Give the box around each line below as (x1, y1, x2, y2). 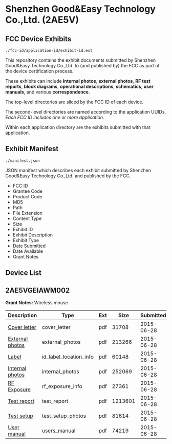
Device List (5, 268, 42, 277)
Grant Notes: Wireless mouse (5, 300, 68, 306)
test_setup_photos (41, 412, 86, 419)
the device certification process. (5, 68, 74, 74)
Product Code (12, 193, 42, 199)
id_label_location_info (41, 353, 94, 360)
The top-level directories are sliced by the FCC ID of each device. (5, 99, 144, 105)
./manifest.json (5, 158, 40, 163)
